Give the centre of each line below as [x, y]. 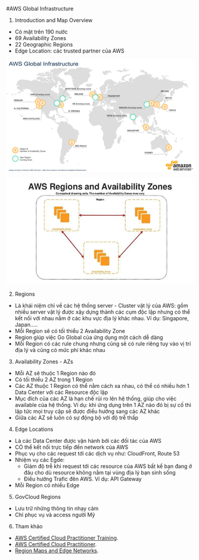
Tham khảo [29, 526]
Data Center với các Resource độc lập [61, 392]
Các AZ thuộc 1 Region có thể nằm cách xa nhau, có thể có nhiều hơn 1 [102, 385]
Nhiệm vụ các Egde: [40, 460]
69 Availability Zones [41, 38]
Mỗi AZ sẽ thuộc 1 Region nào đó [55, 373]
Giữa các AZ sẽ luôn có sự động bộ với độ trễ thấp [77, 417]
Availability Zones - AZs [44, 362]
